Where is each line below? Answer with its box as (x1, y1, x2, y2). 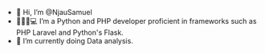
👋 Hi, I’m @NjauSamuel (15, 8, 92, 17)
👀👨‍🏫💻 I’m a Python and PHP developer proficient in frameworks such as (15, 17, 257, 25)
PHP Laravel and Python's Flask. (15, 28, 124, 37)
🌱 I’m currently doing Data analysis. (15, 36, 134, 45)
